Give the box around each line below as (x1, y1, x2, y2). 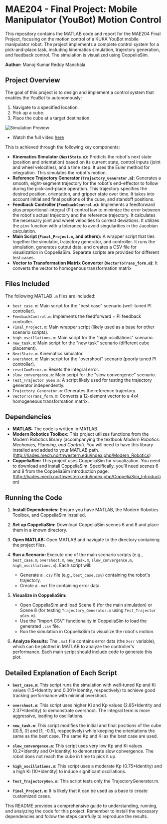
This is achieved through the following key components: (5, 144, 120, 150)
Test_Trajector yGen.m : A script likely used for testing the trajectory (12, 377, 152, 383)
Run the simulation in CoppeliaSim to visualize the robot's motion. (19, 629, 155, 635)
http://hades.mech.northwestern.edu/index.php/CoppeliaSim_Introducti (14, 474, 161, 480)
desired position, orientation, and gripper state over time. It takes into (12, 191, 155, 197)
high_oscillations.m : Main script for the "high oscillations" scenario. (12, 334, 154, 340)
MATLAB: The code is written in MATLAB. (12, 426, 99, 432)
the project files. (12, 542, 46, 548)
